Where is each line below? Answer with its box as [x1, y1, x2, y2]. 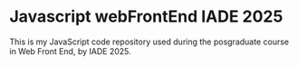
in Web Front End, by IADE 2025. [9, 45, 131, 56]
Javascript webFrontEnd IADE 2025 [9, 6, 284, 27]
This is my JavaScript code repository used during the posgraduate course [9, 36, 290, 47]
